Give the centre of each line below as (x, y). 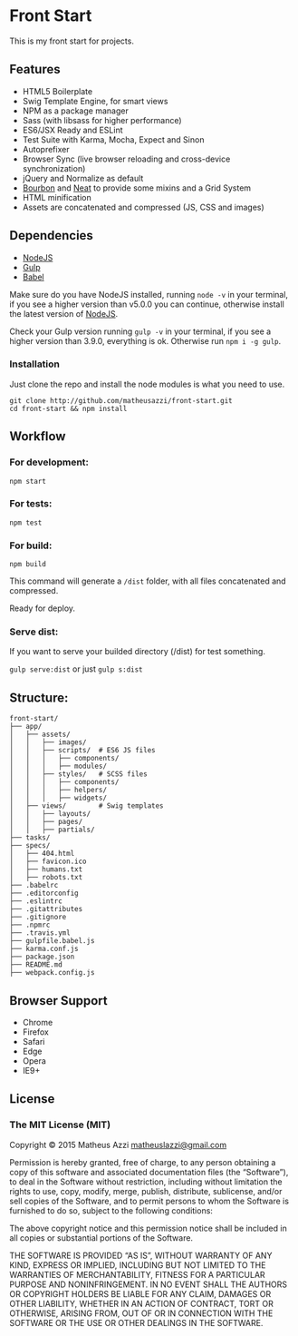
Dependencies (51, 236)
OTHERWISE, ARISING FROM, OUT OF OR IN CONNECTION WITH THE (141, 1313)
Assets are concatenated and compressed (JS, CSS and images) (143, 207)
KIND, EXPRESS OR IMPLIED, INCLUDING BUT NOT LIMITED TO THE (138, 1265)
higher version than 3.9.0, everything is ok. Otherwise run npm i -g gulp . (145, 340)
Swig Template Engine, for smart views (95, 101)
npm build (28, 565)
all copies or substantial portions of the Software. (101, 1238)
